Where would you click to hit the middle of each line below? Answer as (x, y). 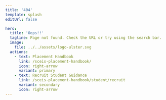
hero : (11, 28)
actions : (19, 52)
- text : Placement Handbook (44, 57)
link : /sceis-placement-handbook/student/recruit (72, 80)
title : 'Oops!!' (27, 33)
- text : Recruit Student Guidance (51, 76)
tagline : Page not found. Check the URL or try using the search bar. (86, 38)
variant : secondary (39, 85)
